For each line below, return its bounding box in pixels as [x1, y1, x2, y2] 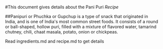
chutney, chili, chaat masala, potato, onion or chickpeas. [5, 29, 119, 34]
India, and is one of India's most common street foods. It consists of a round [5, 19, 159, 24]
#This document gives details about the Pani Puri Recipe [5, 4, 119, 10]
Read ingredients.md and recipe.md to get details [5, 38, 104, 44]
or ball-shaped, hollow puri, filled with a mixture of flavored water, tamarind [5, 24, 157, 30]
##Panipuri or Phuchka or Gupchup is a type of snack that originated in [5, 14, 148, 19]
